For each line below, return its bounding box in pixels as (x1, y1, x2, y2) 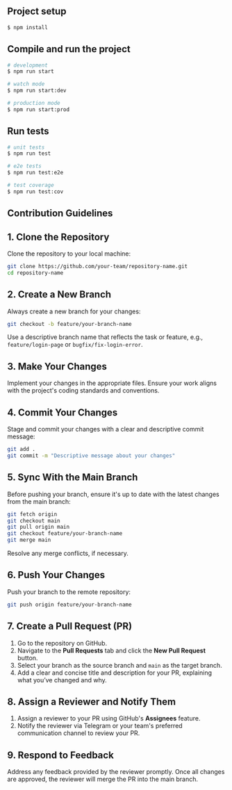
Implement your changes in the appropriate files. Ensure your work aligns (7, 379, 217, 388)
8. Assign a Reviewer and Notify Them (7, 696, 176, 707)
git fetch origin (7, 511, 58, 518)
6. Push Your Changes (7, 569, 106, 581)
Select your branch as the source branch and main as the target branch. (17, 661, 222, 669)
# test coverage (7, 182, 54, 189)
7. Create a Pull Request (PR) (7, 620, 133, 632)
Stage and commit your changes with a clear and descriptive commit (7, 425, 204, 434)
